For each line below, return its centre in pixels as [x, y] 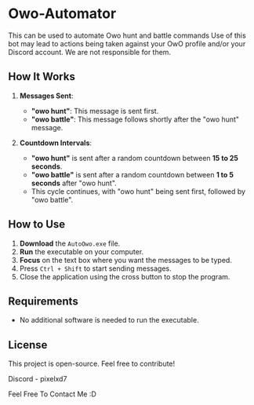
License [28, 345]
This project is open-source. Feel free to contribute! [92, 364]
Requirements [43, 301]
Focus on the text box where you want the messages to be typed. [126, 260]
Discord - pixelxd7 [38, 379]
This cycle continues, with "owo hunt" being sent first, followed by [138, 191]
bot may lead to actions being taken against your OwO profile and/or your [127, 43]
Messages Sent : [46, 96]
